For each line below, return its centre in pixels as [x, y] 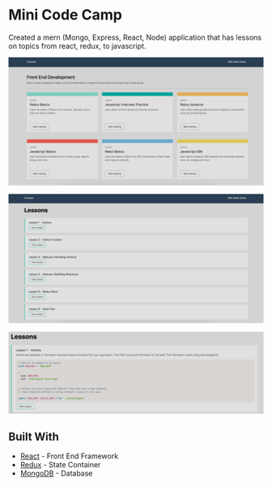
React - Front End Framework [69, 456]
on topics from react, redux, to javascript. [77, 45]
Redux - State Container [60, 465]
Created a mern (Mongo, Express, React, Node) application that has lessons [135, 37]
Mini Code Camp [66, 15]
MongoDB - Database [56, 473]
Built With [34, 436]
